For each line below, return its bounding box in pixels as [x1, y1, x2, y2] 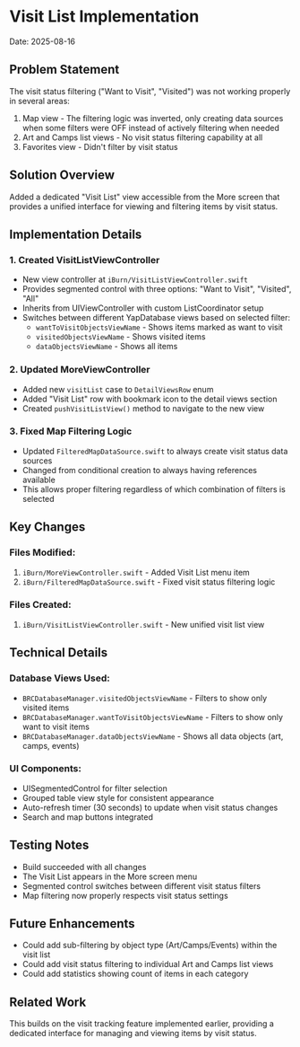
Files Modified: [9, 546, 76, 559]
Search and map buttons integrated [21, 811, 154, 823]
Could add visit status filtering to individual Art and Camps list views [21, 959, 274, 970]
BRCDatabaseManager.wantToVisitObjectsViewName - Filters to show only [21, 711, 284, 722]
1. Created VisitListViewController [9, 253, 160, 266]
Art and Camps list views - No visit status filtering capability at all [21, 132, 263, 143]
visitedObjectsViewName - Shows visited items [35, 331, 206, 342]
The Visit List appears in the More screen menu [21, 871, 198, 882]
